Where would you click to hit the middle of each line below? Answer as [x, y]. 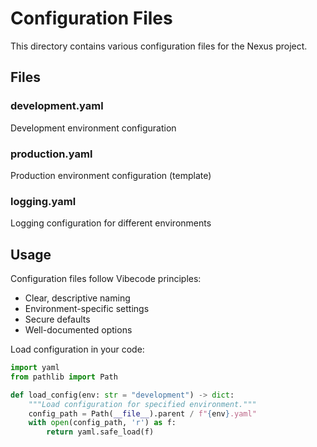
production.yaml [51, 154]
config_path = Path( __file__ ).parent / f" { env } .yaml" [142, 413]
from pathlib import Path [64, 377]
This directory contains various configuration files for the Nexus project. [159, 46]
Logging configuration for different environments [111, 223]
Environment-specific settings [87, 309]
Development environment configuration [93, 128]
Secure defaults [57, 319]
